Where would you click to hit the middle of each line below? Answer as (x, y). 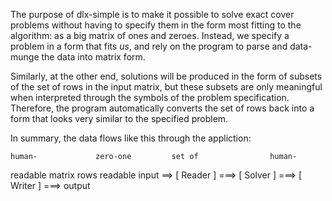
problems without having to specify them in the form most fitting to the (156, 25)
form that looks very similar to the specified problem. (119, 118)
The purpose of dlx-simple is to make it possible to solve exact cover (152, 14)
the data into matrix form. (93, 57)
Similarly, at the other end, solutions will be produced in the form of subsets (166, 76)
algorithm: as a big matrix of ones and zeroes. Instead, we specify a (150, 35)
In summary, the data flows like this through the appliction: (131, 138)
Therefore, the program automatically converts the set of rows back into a (162, 108)
